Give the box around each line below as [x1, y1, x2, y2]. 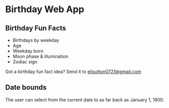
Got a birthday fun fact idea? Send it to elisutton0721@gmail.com [5, 68, 142, 75]
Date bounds [5, 83, 47, 92]
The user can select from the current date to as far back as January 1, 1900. [5, 96, 164, 102]
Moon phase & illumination [12, 53, 69, 59]
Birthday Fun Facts [5, 24, 66, 32]
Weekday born [12, 48, 44, 54]
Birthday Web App [5, 4, 84, 15]
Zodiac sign [12, 59, 38, 64]
